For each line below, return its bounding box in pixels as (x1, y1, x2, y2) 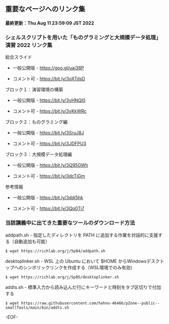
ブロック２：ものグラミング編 (5, 119, 67, 125)
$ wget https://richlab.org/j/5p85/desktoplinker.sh (5, 274, 119, 280)
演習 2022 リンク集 (5, 41, 52, 48)
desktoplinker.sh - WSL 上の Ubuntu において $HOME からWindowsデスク (5, 258, 160, 264)
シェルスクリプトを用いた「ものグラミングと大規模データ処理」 (5, 34, 161, 41)
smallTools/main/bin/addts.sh (5, 305, 70, 310)
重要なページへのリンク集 (5, 5, 85, 14)
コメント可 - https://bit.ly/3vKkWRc (12, 108, 87, 114)
